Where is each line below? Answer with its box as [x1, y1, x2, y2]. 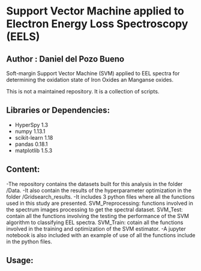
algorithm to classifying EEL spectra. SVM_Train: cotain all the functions [6, 219, 184, 226]
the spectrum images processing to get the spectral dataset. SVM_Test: [6, 206, 183, 213]
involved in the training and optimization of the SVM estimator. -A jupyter [6, 225, 186, 232]
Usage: [6, 255, 34, 266]
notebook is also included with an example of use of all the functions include [6, 231, 196, 238]
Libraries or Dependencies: [6, 105, 110, 116]
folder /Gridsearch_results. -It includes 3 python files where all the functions [6, 193, 195, 200]
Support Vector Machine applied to [6, 4, 185, 18]
